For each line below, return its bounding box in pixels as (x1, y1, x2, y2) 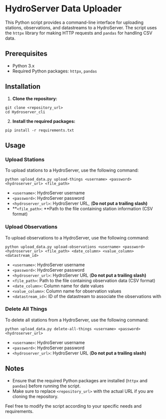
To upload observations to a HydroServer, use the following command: (5, 235, 150, 240)
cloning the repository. (12, 393, 58, 399)
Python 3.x (12, 62, 35, 68)
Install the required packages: (12, 118, 76, 124)
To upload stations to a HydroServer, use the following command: (5, 167, 139, 174)
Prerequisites (5, 50, 48, 58)
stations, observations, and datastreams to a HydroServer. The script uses (5, 24, 157, 30)
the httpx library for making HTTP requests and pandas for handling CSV (5, 30, 153, 36)
